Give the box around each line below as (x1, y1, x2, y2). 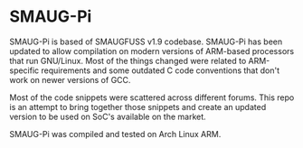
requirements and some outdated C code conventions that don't (41, 65, 280, 76)
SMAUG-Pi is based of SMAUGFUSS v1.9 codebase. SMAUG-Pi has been (9, 36, 283, 47)
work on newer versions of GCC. (9, 74, 131, 85)
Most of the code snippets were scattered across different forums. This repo (9, 92, 295, 103)
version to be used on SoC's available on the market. (9, 111, 206, 122)
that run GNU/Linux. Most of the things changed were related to (9, 55, 247, 66)
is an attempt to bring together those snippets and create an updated (9, 101, 267, 112)
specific (9, 65, 40, 76)
